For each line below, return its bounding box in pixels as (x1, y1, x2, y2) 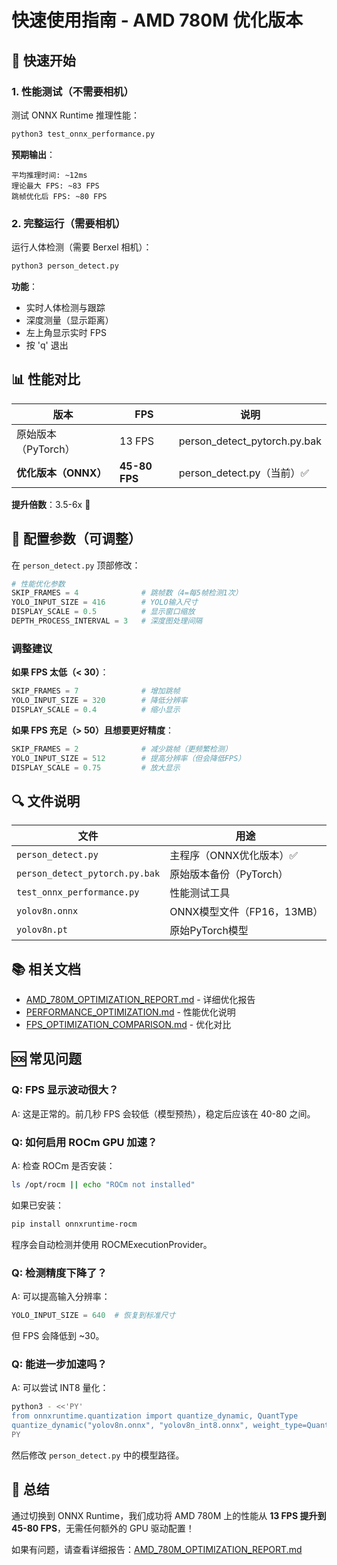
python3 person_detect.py (11, 261, 119, 271)
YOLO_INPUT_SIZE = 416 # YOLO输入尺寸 (11, 597, 199, 608)
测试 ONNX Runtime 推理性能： (11, 109, 141, 121)
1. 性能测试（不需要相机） (11, 84, 134, 98)
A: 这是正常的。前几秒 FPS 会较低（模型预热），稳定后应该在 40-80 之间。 (11, 1107, 316, 1120)
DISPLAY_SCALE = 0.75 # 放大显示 (11, 762, 181, 773)
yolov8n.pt (16, 924, 68, 936)
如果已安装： (11, 1199, 64, 1211)
